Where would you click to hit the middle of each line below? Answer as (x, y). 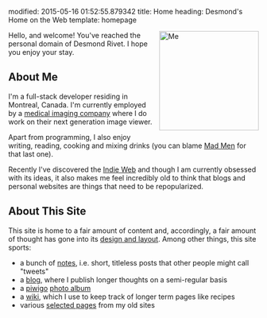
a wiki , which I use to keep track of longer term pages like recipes (128, 297)
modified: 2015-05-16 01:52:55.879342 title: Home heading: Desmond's (126, 12)
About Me (33, 78)
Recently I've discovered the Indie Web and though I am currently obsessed (132, 169)
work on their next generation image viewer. (80, 122)
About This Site (47, 211)
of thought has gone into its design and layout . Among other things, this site (132, 238)
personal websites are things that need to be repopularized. (106, 186)
